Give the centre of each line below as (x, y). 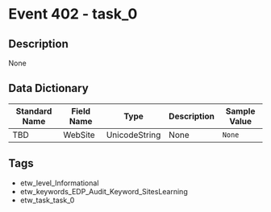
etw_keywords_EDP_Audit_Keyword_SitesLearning (104, 191)
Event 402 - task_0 (73, 14)
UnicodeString (133, 135)
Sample (240, 111)
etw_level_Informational (59, 183)
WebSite (79, 135)
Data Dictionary (48, 88)
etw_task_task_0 (47, 200)
